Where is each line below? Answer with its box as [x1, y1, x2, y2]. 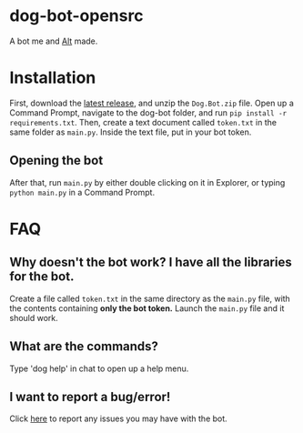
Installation [9, 67, 96, 88]
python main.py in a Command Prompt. [9, 186, 156, 197]
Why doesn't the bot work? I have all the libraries [9, 255, 293, 270]
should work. [9, 312, 59, 323]
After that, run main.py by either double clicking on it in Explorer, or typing [9, 176, 286, 187]
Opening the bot [9, 153, 104, 168]
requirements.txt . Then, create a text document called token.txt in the [9, 116, 278, 127]
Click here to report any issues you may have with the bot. [9, 413, 227, 424]
